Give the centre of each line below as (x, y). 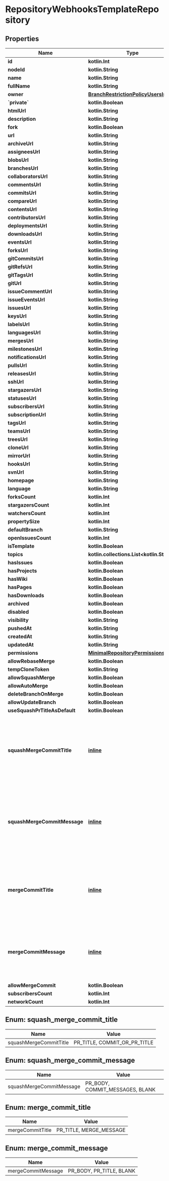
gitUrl (15, 283)
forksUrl (18, 250)
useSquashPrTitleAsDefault (41, 710)
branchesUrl (23, 168)
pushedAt (20, 628)
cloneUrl (18, 447)
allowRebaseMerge (31, 661)
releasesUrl (22, 374)
